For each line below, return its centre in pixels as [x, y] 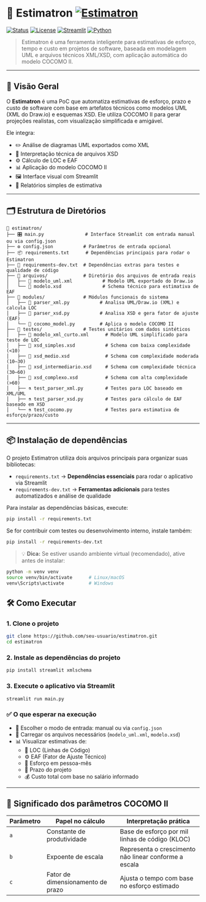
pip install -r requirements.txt [49, 519]
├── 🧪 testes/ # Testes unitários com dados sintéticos [98, 329]
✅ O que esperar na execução [51, 714]
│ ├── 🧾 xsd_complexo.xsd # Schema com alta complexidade [97, 377]
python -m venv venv [33, 572]
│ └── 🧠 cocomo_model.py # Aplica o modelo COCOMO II [90, 324]
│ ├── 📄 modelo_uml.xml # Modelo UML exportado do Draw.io [100, 281]
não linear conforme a [151, 857]
